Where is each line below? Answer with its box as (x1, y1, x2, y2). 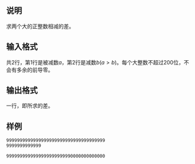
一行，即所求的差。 (6, 102, 54, 109)
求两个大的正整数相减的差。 (6, 23, 75, 30)
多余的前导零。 (16, 66, 54, 73)
